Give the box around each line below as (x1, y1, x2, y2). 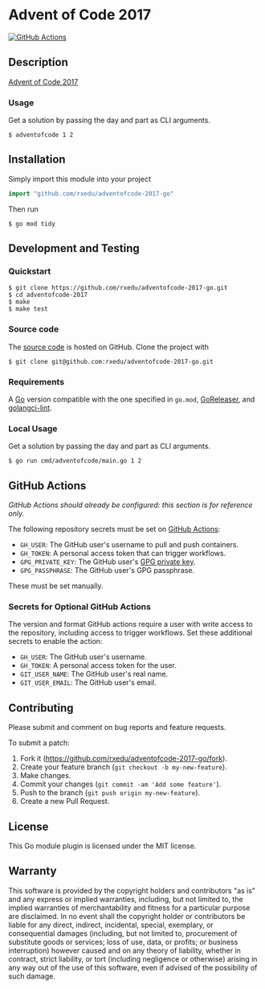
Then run (8, 204, 39, 214)
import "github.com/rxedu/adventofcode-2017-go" (8, 189, 174, 198)
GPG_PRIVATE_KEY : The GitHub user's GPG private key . (19, 557, 196, 567)
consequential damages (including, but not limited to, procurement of (8, 928, 238, 938)
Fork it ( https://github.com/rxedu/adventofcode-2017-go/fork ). (19, 754, 227, 764)
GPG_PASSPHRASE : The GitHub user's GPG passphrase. (19, 566, 195, 575)
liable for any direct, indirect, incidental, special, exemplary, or (8, 920, 214, 929)
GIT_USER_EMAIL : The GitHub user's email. (19, 678, 157, 687)
